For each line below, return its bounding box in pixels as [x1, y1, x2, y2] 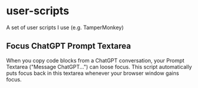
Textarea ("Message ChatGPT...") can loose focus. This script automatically [6, 63, 193, 70]
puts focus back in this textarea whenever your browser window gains [6, 70, 179, 77]
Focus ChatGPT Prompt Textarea [6, 41, 132, 51]
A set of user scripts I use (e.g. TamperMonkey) [6, 24, 124, 31]
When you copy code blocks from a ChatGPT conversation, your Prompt [6, 56, 185, 64]
